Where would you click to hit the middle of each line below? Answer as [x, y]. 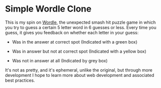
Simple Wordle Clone [48, 9]
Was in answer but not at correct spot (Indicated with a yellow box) [79, 51]
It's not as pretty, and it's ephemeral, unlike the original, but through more [79, 70]
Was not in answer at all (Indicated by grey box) [60, 60]
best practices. [20, 80]
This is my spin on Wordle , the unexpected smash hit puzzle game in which [80, 22]
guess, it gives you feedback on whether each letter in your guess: [72, 32]
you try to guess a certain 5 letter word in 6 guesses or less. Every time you [81, 27]
